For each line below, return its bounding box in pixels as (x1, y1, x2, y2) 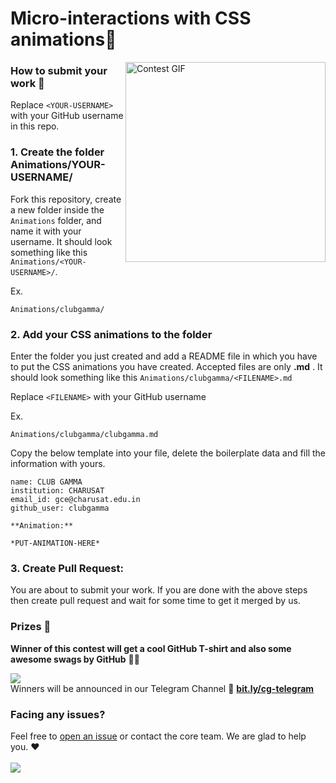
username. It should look (10, 235, 113, 247)
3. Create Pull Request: (10, 562, 124, 575)
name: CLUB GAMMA (10, 477, 83, 487)
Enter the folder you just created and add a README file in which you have (10, 350, 318, 362)
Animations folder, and (10, 214, 102, 226)
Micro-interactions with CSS (10, 7, 252, 30)
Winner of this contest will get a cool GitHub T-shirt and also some (10, 642, 292, 654)
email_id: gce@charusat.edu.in (10, 495, 141, 505)
